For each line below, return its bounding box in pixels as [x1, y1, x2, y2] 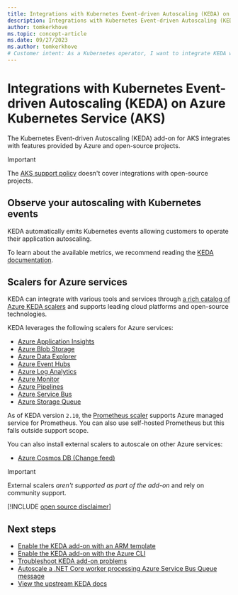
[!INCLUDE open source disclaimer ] [7, 502, 111, 511]
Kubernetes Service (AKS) [7, 110, 166, 127]
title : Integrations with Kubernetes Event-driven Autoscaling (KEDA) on [7, 10, 230, 18]
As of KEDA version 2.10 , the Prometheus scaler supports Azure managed [7, 412, 224, 420]
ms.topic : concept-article [7, 30, 87, 38]
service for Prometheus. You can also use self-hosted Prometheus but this [7, 419, 225, 427]
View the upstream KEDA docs [17, 579, 108, 588]
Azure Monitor [17, 375, 60, 383]
